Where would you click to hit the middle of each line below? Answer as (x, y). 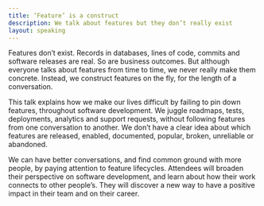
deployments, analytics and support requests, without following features (127, 119)
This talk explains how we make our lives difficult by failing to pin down (124, 102)
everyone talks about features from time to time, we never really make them (132, 70)
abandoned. (28, 145)
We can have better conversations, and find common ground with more (125, 160)
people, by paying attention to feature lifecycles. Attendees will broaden (126, 169)
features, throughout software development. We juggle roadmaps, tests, (126, 111)
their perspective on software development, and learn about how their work (132, 177)
